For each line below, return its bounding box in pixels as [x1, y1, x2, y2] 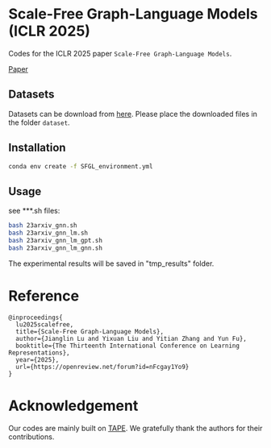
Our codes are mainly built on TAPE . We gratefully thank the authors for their [8, 423, 263, 433]
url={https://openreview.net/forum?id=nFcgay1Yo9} [15, 363, 190, 371]
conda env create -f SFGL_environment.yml [8, 162, 153, 170]
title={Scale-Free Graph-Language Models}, [15, 327, 164, 335]
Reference [8, 287, 79, 305]
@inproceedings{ [8, 313, 63, 321]
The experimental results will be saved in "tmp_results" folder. [8, 259, 215, 268]
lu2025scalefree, [15, 320, 74, 329]
